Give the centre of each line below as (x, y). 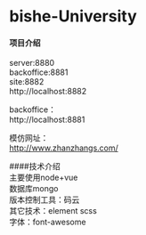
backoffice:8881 (39, 72)
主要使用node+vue (44, 178)
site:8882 (27, 82)
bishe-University (73, 16)
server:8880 (32, 63)
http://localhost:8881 (47, 120)
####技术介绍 (35, 166)
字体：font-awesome (48, 222)
